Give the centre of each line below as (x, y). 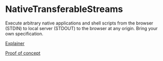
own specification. (24, 33)
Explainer (15, 43)
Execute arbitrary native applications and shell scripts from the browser (79, 23)
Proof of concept (23, 53)
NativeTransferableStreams (64, 9)
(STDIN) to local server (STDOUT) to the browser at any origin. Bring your (81, 28)
